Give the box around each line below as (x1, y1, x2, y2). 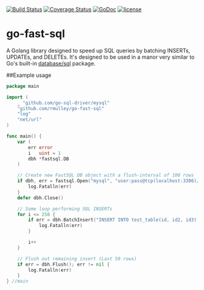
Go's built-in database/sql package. (6, 59, 96, 67)
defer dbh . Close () (17, 194, 64, 201)
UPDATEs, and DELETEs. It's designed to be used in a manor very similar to (6, 53, 195, 61)
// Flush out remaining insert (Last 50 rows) (17, 255, 137, 262)
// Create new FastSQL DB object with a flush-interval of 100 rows (17, 173, 194, 179)
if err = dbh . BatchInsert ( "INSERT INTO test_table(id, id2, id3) (28, 217, 197, 223)
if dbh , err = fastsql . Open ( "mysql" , (17, 178, 113, 184)
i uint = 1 (28, 150, 61, 156)
